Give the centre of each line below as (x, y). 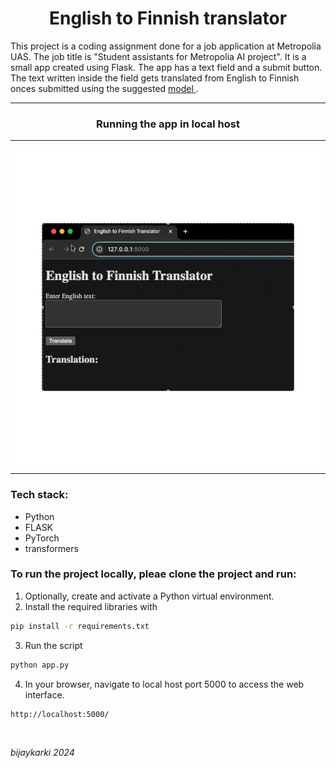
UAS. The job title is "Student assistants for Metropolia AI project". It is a (158, 56)
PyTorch (42, 538)
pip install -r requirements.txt (80, 626)
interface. (44, 694)
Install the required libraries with (91, 606)
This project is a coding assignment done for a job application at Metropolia (166, 46)
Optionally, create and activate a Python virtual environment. (149, 596)
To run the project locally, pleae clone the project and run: (153, 574)
